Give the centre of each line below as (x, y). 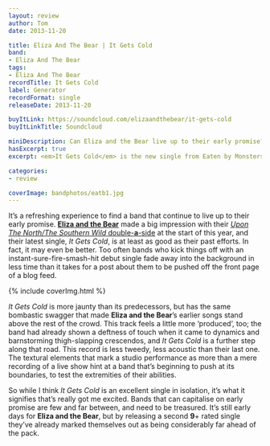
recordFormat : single (45, 97)
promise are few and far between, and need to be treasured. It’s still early (130, 407)
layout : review (34, 16)
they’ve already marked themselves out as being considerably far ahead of (132, 425)
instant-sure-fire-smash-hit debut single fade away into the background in (131, 259)
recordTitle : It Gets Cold (53, 82)
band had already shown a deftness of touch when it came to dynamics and (134, 332)
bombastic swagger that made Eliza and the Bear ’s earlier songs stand (126, 315)
